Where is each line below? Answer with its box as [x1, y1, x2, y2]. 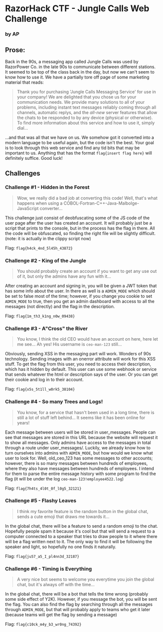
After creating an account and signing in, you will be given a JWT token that [5, 283, 157, 288]
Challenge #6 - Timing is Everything [5, 565, 92, 572]
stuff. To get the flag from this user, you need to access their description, [5, 361, 151, 367]
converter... [39, 205, 63, 211]
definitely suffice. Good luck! [5, 155, 63, 161]
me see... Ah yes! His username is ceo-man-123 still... [17, 342, 122, 347]
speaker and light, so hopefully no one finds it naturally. [5, 544, 117, 550]
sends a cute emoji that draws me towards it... [17, 514, 109, 519]
